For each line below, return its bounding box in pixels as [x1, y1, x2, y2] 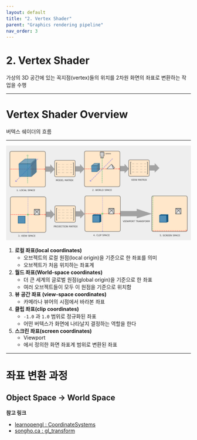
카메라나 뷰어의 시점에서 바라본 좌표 [23, 298, 106, 305]
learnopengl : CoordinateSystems [14, 421, 96, 428]
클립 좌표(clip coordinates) [14, 305, 79, 312]
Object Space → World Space [6, 393, 116, 403]
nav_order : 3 [6, 28, 38, 34]
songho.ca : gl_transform [14, 427, 75, 434]
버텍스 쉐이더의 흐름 [6, 128, 52, 135]
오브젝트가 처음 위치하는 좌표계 [23, 261, 94, 268]
